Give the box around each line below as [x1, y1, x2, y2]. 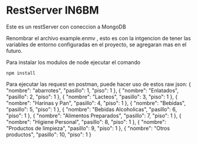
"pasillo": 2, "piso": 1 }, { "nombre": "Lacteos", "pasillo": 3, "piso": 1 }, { [6, 93, 178, 100]
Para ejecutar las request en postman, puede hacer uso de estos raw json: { [6, 81, 191, 88]
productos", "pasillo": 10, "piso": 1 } [6, 131, 92, 138]
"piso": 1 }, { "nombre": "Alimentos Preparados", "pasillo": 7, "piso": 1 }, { [6, 112, 182, 119]
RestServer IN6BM [6, 4, 99, 17]
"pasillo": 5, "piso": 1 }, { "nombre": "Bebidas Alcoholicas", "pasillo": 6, [6, 105, 177, 113]
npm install [6, 70, 35, 76]
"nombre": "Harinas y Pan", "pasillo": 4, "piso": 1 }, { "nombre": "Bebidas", [6, 99, 186, 107]
